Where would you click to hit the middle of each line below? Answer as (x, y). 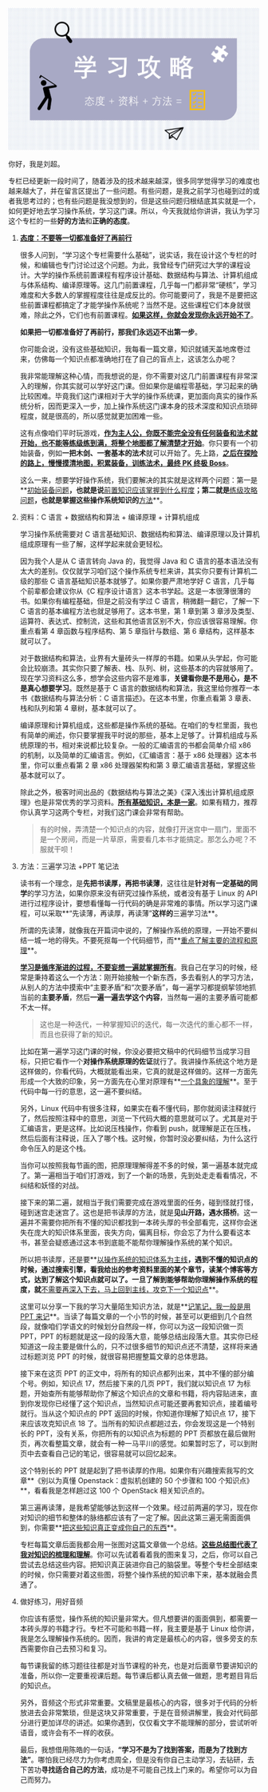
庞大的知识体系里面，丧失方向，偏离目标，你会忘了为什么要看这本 (142, 1232)
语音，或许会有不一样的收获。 (69, 1732)
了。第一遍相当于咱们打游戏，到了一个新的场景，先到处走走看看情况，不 (138, 1175)
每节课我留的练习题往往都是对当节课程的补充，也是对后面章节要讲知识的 (138, 1666)
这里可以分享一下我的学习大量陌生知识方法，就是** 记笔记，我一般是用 (135, 1306)
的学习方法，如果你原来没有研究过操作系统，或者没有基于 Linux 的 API (142, 893)
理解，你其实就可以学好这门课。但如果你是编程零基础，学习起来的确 (146, 386)
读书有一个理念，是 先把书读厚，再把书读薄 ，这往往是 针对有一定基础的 (135, 883)
